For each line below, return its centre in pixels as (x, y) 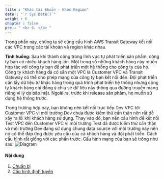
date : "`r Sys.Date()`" (30, 14)
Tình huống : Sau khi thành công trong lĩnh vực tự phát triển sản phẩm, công (82, 56)
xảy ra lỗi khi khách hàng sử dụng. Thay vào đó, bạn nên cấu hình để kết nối (82, 118)
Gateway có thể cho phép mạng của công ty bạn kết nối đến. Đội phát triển (81, 77)
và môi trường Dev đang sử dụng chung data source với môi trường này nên (82, 128)
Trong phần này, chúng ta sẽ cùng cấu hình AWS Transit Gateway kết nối (79, 42)
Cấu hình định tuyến (33, 172)
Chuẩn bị (21, 166)
